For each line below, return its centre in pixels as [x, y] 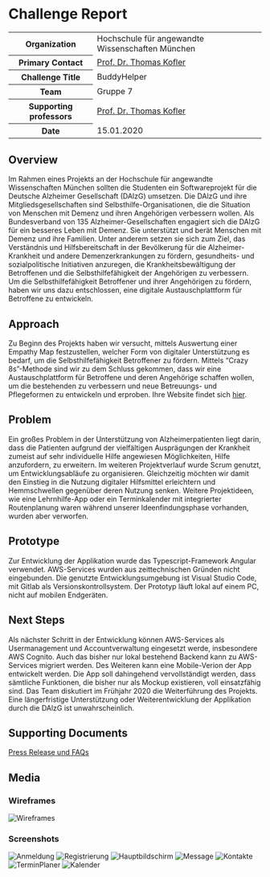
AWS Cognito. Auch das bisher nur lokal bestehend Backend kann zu [123, 657]
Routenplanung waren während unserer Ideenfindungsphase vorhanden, [129, 507]
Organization [51, 43]
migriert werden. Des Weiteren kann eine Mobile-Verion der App [145, 665]
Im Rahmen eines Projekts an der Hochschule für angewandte [111, 179]
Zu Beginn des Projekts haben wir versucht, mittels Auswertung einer [123, 343]
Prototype [34, 541]
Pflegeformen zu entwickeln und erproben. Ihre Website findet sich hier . [128, 395]
